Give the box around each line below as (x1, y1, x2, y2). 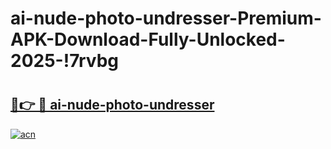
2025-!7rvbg (10, 50, 120, 72)
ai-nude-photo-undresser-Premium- (10, 7, 322, 30)
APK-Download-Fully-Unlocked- (10, 28, 286, 51)
